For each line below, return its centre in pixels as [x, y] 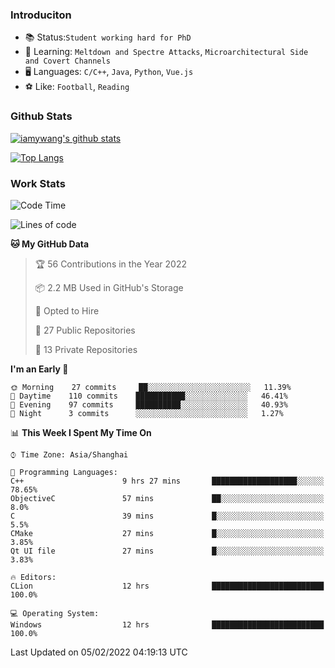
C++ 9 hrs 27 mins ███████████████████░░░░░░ [167, 481]
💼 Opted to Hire [67, 310]
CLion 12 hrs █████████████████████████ [167, 586]
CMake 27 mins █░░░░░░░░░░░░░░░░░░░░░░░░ [167, 533]
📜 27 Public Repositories [85, 330]
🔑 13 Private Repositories [86, 349]
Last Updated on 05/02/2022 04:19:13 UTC [99, 652]
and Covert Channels [67, 61]
